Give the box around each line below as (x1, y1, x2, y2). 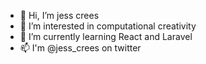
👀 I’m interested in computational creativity (19, 20, 197, 32)
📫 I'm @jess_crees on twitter (19, 42, 142, 54)
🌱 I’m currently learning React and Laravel (19, 31, 193, 42)
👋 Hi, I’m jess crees (19, 10, 100, 21)
